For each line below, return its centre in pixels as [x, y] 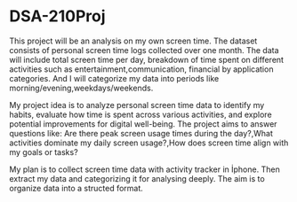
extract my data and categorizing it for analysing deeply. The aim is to [137, 178]
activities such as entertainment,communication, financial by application [141, 69]
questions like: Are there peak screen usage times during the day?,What [141, 133]
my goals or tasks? [44, 151]
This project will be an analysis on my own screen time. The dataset [133, 41]
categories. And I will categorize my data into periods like [114, 78]
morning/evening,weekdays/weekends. [81, 88]
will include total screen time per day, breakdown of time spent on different [147, 59]
